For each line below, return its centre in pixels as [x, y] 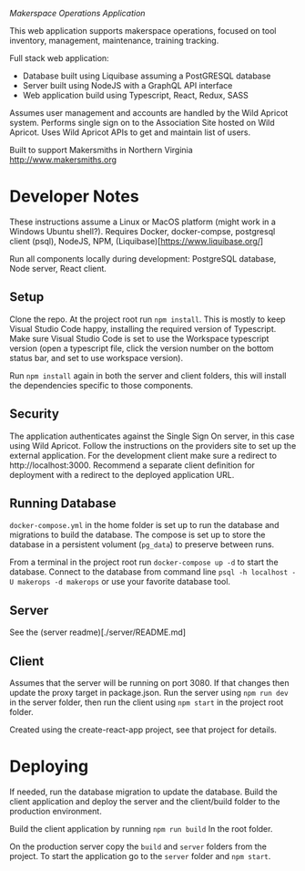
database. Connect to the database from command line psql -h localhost [149, 572]
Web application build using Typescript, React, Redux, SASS [135, 95]
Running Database [63, 503]
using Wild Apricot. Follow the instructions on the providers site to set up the [153, 445]
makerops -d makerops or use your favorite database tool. [124, 582]
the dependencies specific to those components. [102, 385]
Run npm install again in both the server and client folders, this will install [148, 375]
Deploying [49, 767]
